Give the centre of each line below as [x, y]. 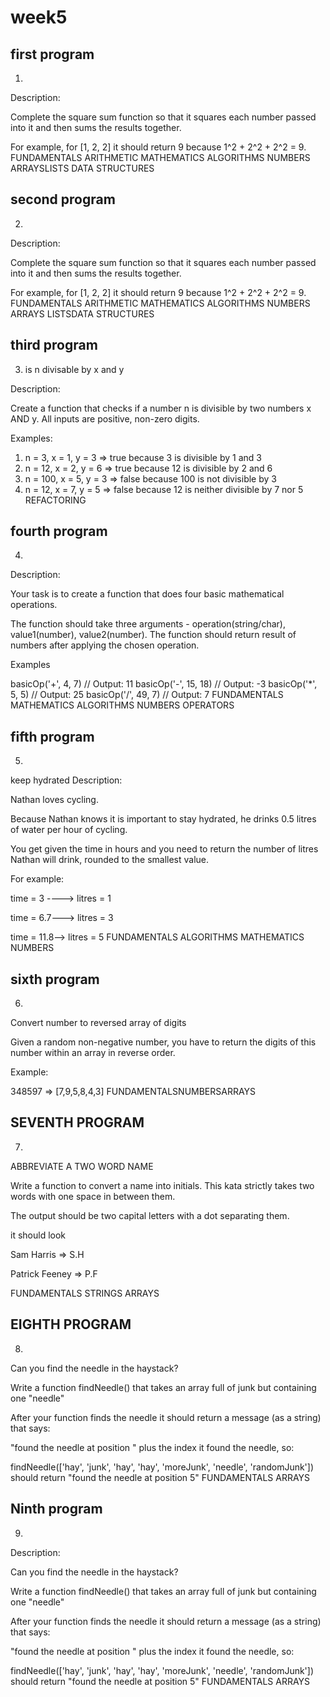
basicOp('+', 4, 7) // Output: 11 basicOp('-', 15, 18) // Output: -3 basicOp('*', [164, 684]
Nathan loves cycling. [54, 800]
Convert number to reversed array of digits [98, 1023]
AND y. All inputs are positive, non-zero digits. [105, 418]
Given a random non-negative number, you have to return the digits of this [163, 1042]
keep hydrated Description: [66, 780]
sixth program [55, 979]
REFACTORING [55, 500]
